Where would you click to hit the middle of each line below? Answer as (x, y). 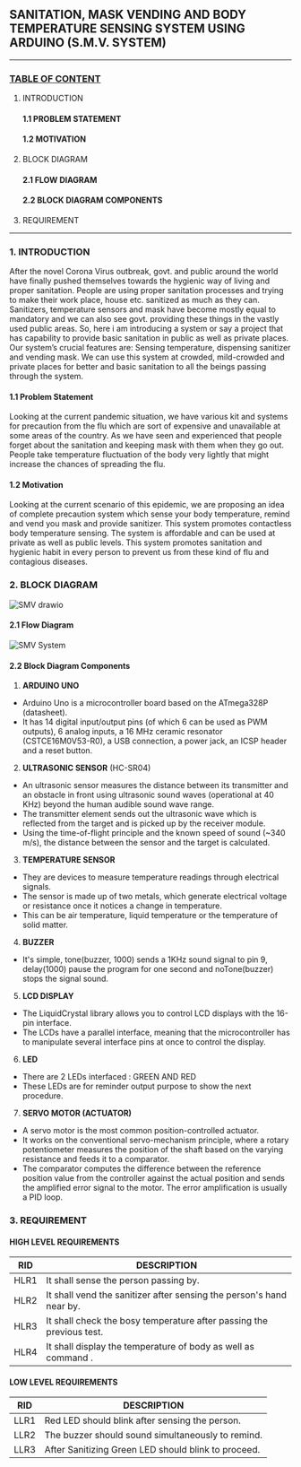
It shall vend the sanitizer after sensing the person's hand (166, 1295)
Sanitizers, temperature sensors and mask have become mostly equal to (142, 309)
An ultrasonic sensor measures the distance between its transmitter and (155, 786)
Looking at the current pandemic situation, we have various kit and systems (149, 417)
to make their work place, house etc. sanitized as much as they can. (134, 300)
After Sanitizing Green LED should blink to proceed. (152, 1450)
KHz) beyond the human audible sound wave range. (118, 804)
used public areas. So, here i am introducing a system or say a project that (146, 328)
